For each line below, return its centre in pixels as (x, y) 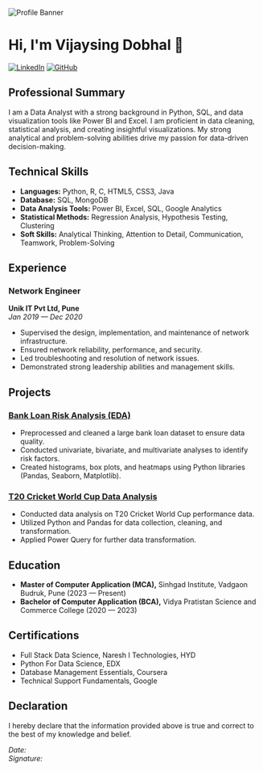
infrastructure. (44, 341)
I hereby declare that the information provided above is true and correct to (131, 725)
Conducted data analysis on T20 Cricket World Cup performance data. (137, 514)
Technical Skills (49, 172)
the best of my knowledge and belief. (70, 734)
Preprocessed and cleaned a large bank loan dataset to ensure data (132, 432)
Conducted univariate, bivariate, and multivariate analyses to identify (134, 450)
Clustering (37, 225)
